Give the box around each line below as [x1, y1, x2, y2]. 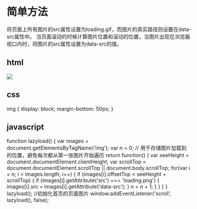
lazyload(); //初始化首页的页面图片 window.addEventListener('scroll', [6, 190, 172, 197]
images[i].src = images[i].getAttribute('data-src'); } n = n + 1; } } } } [6, 183, 168, 190]
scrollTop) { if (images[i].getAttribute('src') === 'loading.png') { [6, 177, 160, 184]
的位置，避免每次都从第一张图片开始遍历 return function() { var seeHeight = [6, 152, 189, 159]
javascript [6, 122, 45, 132]
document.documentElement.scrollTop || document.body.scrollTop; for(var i [6, 165, 190, 172]
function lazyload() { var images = [6, 138, 89, 145]
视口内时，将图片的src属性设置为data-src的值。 [6, 40, 123, 47]
